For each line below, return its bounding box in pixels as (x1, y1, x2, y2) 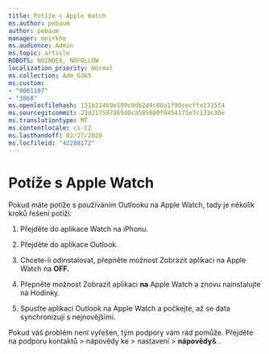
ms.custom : (8, 79, 45, 87)
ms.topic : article (8, 49, 70, 57)
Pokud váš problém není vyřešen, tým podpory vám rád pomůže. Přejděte (8, 327, 254, 338)
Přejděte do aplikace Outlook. (19, 240, 118, 249)
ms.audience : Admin (8, 42, 74, 50)
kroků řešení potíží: (8, 208, 72, 218)
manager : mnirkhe (8, 34, 67, 43)
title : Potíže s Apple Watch (8, 11, 106, 20)
